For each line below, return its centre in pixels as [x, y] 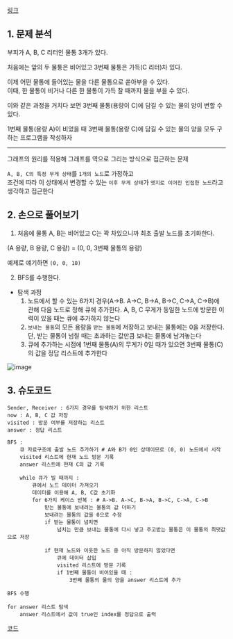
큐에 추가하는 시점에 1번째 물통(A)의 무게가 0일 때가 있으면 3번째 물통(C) [126, 344]
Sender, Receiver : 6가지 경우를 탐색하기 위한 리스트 [78, 408]
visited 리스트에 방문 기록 [91, 565]
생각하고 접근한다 [31, 191]
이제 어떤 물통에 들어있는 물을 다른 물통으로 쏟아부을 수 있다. [88, 81]
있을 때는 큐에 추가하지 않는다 [80, 318]
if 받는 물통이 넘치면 [71, 523]
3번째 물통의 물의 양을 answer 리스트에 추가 [125, 580]
